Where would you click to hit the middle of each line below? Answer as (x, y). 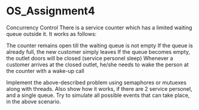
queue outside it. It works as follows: (52, 33)
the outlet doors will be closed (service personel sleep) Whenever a (90, 58)
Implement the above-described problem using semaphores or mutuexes (97, 82)
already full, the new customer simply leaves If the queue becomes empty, (98, 51)
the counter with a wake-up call (46, 71)
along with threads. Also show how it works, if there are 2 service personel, (99, 88)
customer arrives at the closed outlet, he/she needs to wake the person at (97, 65)
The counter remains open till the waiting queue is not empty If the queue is (99, 45)
